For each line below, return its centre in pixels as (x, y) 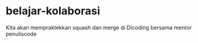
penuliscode (21, 33)
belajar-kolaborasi (53, 11)
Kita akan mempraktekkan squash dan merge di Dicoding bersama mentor (99, 27)
